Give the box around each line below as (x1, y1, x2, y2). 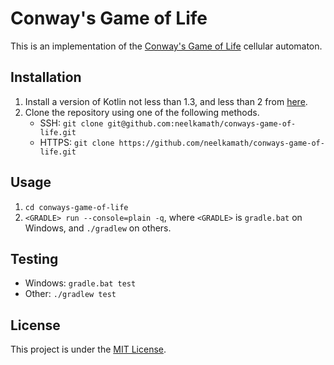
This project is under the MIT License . (10, 343, 167, 356)
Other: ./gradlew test (24, 288, 117, 300)
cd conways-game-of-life (24, 202, 129, 212)
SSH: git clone (39, 117, 104, 129)
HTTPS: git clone (39, 136, 115, 148)
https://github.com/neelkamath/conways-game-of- (118, 138, 325, 148)
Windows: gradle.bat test (24, 277, 137, 289)
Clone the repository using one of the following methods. (24, 106, 260, 118)
